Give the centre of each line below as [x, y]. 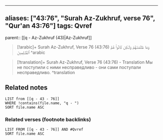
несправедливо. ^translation [46, 72]
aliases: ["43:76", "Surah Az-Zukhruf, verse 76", [80, 18]
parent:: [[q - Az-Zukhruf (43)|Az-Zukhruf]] [49, 37]
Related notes [26, 88]
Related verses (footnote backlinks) [48, 119]
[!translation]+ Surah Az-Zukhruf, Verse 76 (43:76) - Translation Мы [85, 62]
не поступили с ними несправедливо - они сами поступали [79, 67]
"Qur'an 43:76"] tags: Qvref [49, 26]
